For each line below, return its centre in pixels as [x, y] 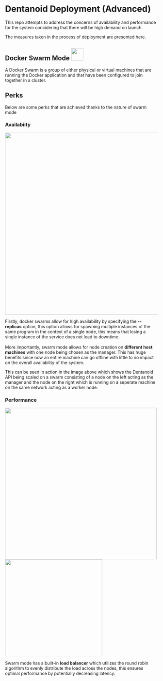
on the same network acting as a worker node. [51, 387]
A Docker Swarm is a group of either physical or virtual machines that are [78, 70]
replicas [13, 326]
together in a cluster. [26, 80]
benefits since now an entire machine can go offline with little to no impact [79, 357]
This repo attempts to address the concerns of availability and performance [81, 22]
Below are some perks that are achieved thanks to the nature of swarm [76, 107]
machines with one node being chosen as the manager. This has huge [75, 352]
